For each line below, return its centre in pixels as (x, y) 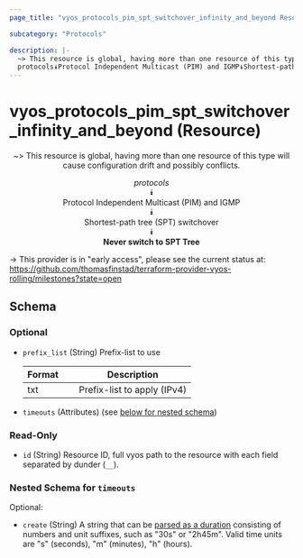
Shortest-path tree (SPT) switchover (151, 223)
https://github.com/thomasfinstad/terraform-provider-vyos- (120, 269)
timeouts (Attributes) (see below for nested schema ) (120, 412)
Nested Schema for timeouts (73, 488)
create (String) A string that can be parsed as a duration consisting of (151, 525)
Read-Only (34, 435)
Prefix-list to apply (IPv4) (133, 389)
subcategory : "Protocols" (58, 34)
